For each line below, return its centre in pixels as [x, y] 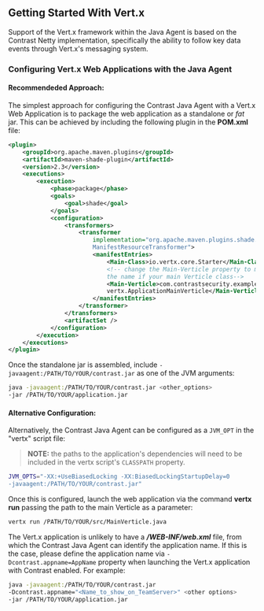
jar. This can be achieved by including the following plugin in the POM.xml [128, 122]
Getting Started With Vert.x [77, 13]
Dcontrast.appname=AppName [52, 562]
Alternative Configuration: [52, 413]
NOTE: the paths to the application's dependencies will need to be [135, 454]
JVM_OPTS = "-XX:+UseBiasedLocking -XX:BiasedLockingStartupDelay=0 [119, 477]
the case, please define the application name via [86, 554]
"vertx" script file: [37, 439]
